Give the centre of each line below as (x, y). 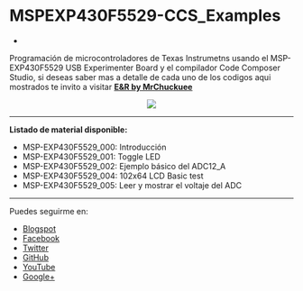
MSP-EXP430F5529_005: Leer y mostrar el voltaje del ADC (132, 185)
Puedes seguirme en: (49, 211)
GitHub (36, 257)
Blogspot (39, 228)
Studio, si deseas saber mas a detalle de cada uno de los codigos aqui (140, 77)
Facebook (41, 238)
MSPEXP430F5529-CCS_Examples (145, 16)
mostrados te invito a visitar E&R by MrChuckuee (101, 86)
